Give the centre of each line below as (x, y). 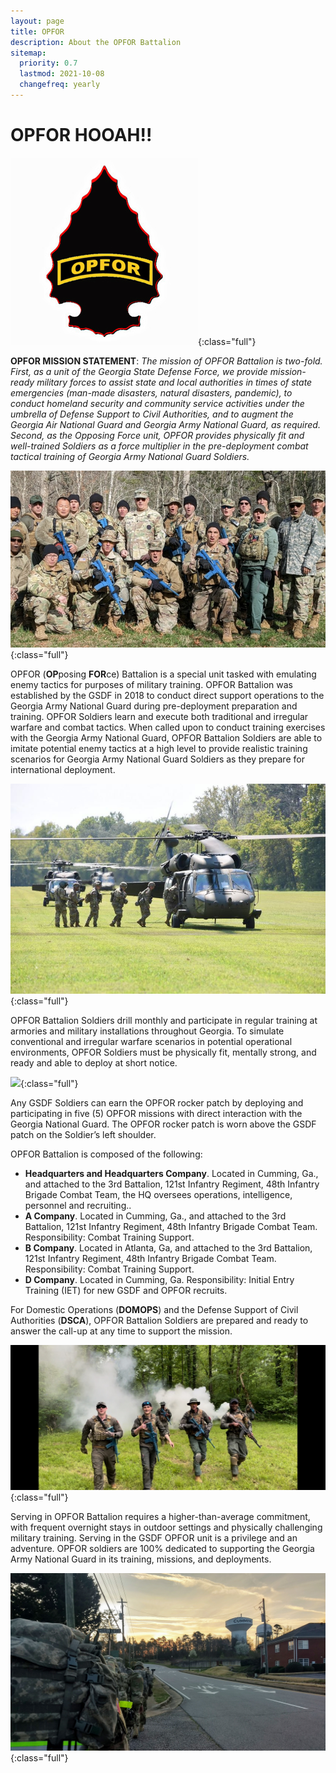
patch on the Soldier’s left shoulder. (83, 1134)
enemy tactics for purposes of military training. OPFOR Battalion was (151, 684)
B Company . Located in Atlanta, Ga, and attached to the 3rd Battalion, (168, 1247)
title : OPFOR (37, 31)
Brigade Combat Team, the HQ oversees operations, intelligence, (158, 1194)
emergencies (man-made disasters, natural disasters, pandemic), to (151, 392)
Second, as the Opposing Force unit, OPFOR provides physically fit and (157, 435)
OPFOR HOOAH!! (81, 135)
